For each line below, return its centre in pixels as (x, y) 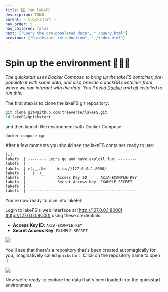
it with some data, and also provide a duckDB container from (89, 82)
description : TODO (25, 15)
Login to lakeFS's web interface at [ (42, 210)
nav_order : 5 (19, 24)
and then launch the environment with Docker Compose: (64, 126)
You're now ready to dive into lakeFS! (44, 201)
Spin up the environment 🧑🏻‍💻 (68, 63)
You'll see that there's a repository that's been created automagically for (80, 250)
